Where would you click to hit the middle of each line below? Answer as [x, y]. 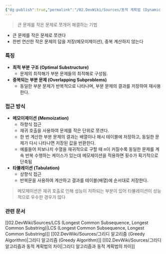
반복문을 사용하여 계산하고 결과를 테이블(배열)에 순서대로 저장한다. [84, 180]
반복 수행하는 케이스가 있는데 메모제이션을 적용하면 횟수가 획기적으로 [92, 155]
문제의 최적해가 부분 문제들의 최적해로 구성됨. [64, 73]
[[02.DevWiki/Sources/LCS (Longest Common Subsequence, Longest [77, 223]
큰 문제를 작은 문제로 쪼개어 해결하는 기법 [57, 24]
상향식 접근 [30, 174]
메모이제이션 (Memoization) [40, 118]
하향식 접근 [30, 125]
